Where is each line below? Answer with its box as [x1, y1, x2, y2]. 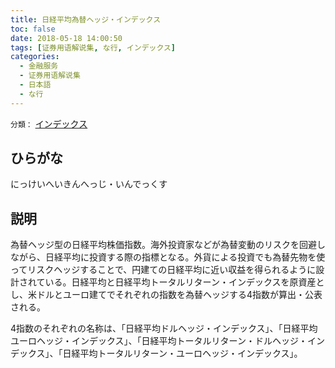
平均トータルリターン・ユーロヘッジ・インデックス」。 [79, 347, 303, 360]
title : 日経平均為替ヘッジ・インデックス [10, 14, 162, 25]
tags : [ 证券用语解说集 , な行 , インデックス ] [10, 42, 177, 53]
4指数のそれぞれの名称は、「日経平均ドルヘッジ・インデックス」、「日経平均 [10, 322, 318, 335]
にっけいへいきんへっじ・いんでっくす [10, 178, 168, 190]
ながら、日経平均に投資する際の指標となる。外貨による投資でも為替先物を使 [10, 251, 326, 263]
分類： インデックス [10, 117, 88, 130]
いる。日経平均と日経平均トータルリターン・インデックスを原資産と [44, 276, 325, 288]
